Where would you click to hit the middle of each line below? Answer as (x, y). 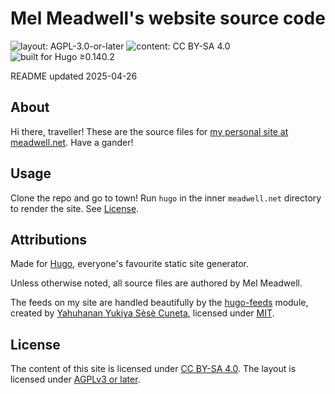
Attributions (49, 239)
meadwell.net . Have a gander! (72, 142)
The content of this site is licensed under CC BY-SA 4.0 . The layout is (153, 369)
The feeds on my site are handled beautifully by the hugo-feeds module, (159, 303)
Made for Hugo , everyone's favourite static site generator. (130, 264)
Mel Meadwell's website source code (168, 18)
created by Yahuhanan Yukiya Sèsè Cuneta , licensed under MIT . (142, 313)
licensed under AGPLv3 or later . (75, 379)
